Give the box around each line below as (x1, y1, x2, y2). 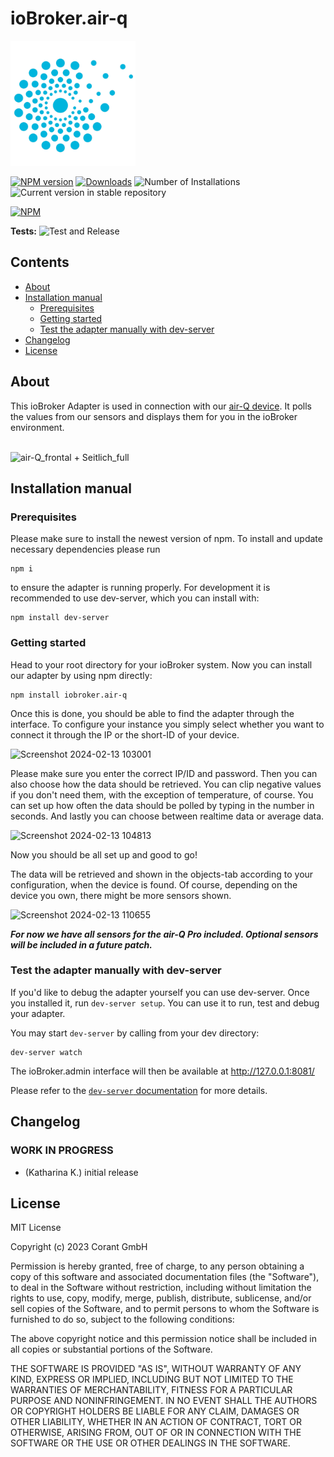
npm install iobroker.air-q (10, 690, 128, 700)
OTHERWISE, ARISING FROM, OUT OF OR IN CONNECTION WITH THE (10, 1427, 302, 1439)
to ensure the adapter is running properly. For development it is (10, 582, 271, 594)
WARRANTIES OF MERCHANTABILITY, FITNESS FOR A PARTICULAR (10, 1384, 293, 1396)
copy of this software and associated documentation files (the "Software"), (10, 1271, 320, 1283)
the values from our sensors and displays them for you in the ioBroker (10, 410, 298, 422)
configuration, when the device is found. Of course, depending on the (10, 878, 298, 891)
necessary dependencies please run (10, 543, 161, 556)
